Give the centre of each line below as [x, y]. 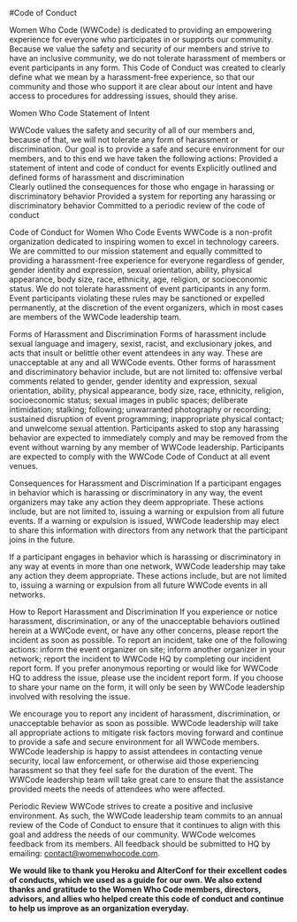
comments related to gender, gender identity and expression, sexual [133, 381]
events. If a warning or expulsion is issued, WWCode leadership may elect [145, 521]
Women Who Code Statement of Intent [80, 113]
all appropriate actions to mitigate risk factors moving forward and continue [146, 732]
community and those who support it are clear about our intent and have [141, 86]
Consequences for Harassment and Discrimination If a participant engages [145, 483]
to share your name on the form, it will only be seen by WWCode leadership [147, 687]
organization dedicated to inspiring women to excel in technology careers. [144, 242]
